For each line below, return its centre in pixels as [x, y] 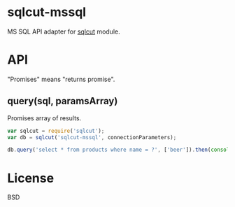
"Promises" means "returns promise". [61, 79]
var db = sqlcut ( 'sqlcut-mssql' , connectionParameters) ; [92, 137]
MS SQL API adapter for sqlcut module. [64, 31]
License [31, 178]
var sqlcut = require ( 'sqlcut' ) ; [56, 131]
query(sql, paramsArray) [63, 101]
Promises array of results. [44, 118]
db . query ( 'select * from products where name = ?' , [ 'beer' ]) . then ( [109, 150]
